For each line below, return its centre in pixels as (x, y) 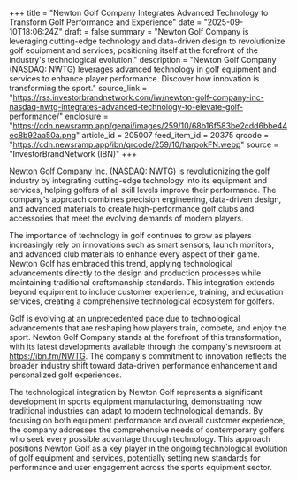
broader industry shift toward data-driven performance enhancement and (143, 365)
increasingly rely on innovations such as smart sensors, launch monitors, (142, 244)
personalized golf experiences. (65, 375)
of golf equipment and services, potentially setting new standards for (135, 458)
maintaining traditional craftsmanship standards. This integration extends (142, 282)
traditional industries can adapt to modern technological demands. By (136, 411)
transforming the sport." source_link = (78, 88)
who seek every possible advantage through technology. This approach (140, 439)
